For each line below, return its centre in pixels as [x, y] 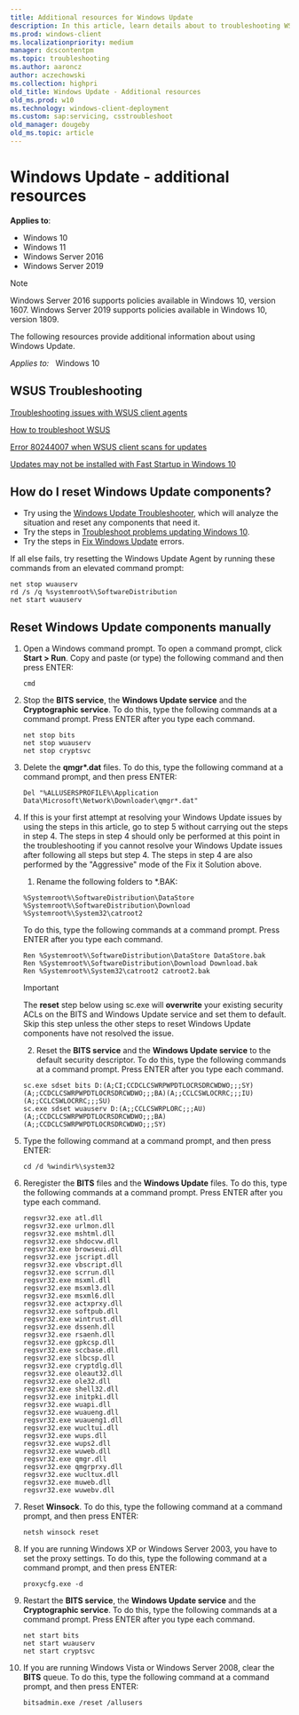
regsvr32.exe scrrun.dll [69, 1273]
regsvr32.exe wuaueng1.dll [73, 1421]
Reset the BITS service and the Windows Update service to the [153, 1051]
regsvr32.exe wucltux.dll [71, 1475]
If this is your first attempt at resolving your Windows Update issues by [152, 817]
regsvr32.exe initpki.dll [71, 1397]
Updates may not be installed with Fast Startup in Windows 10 [123, 464]
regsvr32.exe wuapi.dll [67, 1405]
